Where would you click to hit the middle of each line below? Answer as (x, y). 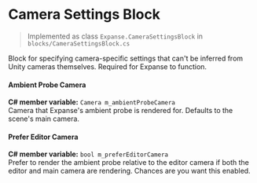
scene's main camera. (44, 119)
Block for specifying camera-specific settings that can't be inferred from (126, 58)
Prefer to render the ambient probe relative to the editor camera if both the (128, 163)
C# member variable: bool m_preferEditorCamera (88, 154)
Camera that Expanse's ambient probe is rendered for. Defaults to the (121, 111)
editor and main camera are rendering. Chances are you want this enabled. (129, 171)
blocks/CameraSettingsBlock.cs (79, 44)
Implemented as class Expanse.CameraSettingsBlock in (115, 36)
